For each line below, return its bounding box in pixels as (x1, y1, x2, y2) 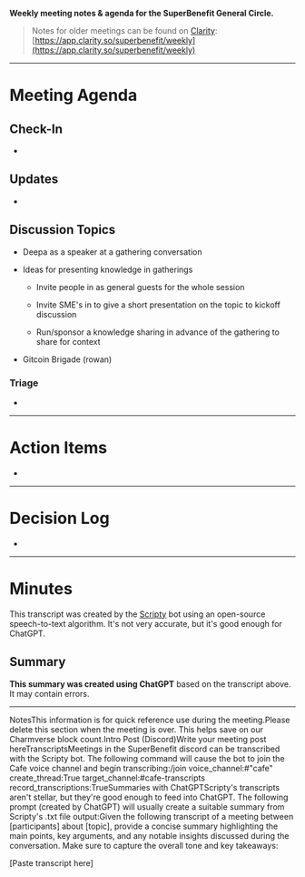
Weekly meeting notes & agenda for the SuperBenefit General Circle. (9, 8, 274, 18)
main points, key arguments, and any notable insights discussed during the (9, 830, 290, 841)
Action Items (9, 438, 107, 459)
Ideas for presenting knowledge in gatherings (22, 264, 193, 275)
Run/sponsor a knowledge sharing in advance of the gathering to (35, 327, 280, 338)
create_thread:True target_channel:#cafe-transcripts (9, 772, 206, 783)
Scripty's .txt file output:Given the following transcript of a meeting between (9, 811, 294, 822)
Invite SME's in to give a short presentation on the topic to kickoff (35, 299, 281, 310)
